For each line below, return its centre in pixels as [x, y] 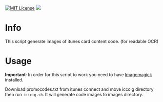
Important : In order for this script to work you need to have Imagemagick [79, 74]
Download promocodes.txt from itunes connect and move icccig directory [79, 89]
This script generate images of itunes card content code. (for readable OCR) [82, 41]
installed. [14, 80]
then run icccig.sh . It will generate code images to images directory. [74, 94]
